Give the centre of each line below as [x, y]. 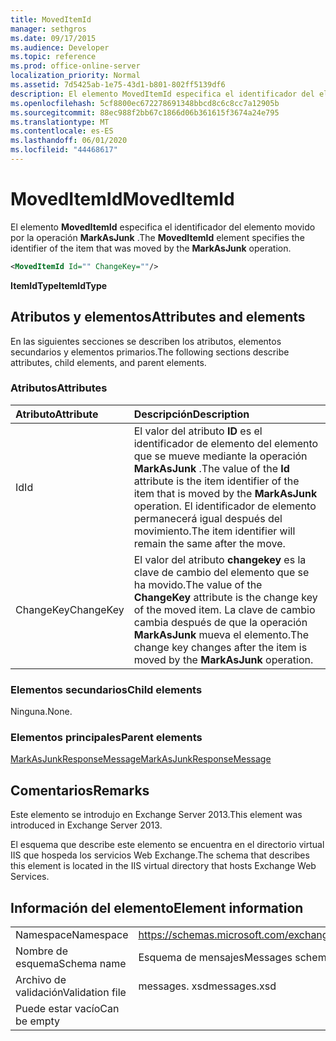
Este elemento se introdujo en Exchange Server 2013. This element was [156, 815]
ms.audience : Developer [60, 47]
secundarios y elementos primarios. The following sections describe [150, 352]
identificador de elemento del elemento [226, 443]
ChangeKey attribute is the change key [225, 597]
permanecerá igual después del [208, 518]
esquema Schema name [71, 964]
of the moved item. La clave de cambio [224, 609]
